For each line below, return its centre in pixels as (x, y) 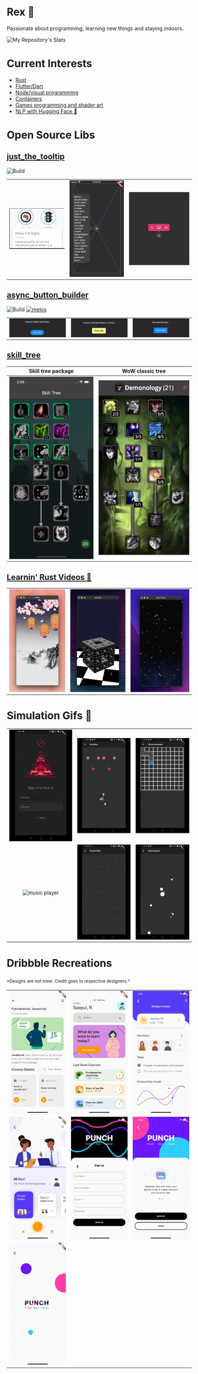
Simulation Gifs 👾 (49, 715)
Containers (28, 98)
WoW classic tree (144, 371)
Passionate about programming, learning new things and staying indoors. (95, 28)
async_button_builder (48, 295)
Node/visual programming (47, 92)
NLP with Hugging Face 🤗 (46, 111)
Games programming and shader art (59, 105)
